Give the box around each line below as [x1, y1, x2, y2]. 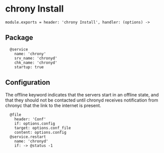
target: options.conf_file [14, 125, 71, 130]
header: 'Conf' [14, 117, 46, 122]
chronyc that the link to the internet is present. [5, 102, 101, 109]
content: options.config [14, 130, 67, 135]
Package [5, 33, 34, 42]
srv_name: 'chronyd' [14, 56, 58, 61]
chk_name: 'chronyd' [14, 60, 58, 65]
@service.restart [10, 134, 46, 139]
